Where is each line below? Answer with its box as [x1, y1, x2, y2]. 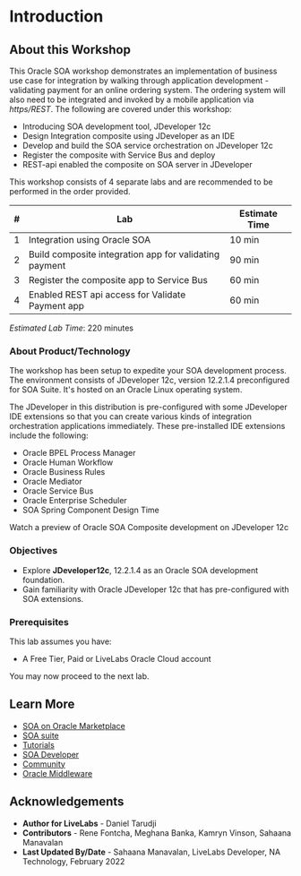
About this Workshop [9, 42, 132, 57]
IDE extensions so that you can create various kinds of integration [9, 411, 253, 422]
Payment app [28, 300, 85, 312]
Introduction [9, 6, 104, 27]
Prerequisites [9, 615, 69, 628]
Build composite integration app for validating [28, 248, 220, 261]
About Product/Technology [9, 345, 132, 357]
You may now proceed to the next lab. [9, 670, 150, 682]
